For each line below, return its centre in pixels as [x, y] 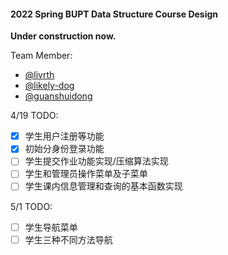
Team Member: [41, 56]
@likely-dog [49, 86]
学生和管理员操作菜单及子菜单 [86, 174]
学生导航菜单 [51, 227]
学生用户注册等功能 [64, 136]
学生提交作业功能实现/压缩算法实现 [96, 161]
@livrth [39, 75]
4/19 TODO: [34, 116]
